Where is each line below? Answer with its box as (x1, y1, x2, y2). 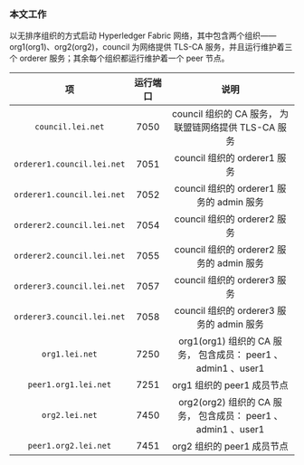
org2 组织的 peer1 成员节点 (171, 441, 290, 453)
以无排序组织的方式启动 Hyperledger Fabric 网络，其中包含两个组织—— (9, 30, 277, 42)
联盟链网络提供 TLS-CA (173, 121, 276, 134)
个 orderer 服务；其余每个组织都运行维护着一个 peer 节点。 (9, 52, 230, 64)
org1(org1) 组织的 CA (178, 335, 271, 347)
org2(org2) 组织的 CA (178, 396, 271, 409)
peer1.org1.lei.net (27, 380, 111, 390)
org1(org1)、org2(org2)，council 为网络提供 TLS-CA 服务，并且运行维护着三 (9, 42, 293, 52)
